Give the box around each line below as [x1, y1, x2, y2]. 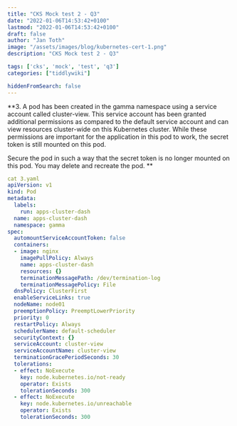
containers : [14, 241, 50, 249]
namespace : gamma [14, 222, 65, 229]
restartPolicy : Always [14, 321, 81, 328]
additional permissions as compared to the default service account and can [7, 117, 229, 125]
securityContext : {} [14, 334, 75, 341]
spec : [7, 228, 23, 235]
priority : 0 [14, 314, 50, 321]
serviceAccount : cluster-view [14, 341, 103, 348]
